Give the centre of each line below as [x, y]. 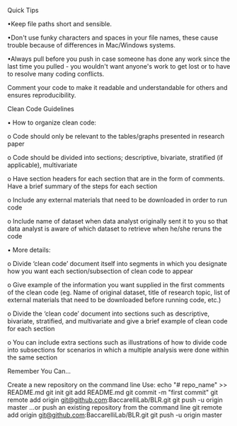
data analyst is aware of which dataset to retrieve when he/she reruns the [115, 229]
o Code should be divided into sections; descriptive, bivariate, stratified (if [115, 157]
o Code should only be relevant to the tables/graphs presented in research [116, 136]
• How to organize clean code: [52, 122]
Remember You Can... [39, 371]
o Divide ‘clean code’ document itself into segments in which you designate [117, 264]
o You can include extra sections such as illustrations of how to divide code [117, 342]
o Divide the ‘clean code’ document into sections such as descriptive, [109, 313]
